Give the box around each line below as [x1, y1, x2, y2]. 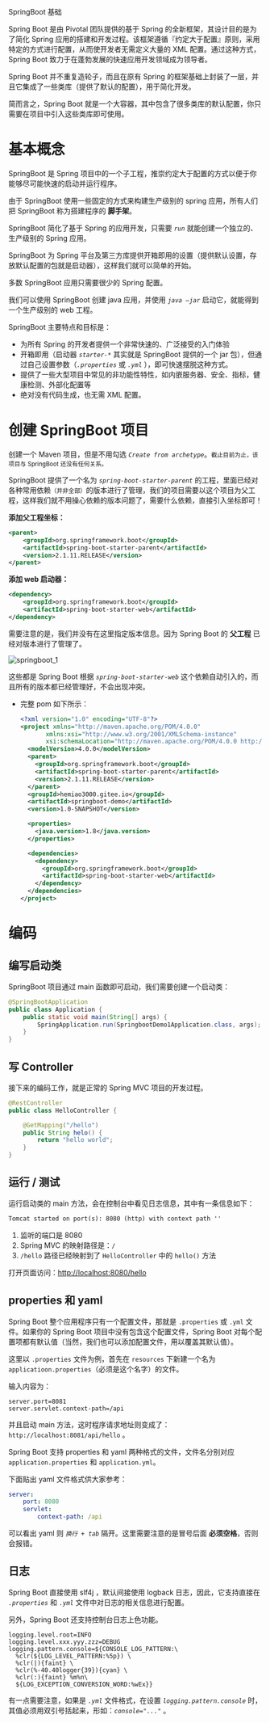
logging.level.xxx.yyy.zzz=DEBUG [8, 1637, 121, 1646]
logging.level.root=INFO [8, 1631, 92, 1639]
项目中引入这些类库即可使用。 [29, 109, 129, 119]
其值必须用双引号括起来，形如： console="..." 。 [8, 1705, 171, 1715]
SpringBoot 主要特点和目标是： [8, 322, 111, 331]
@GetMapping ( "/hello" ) [23, 1121, 99, 1129]
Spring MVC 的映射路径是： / [19, 1240, 116, 1250]
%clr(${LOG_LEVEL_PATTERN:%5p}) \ [15, 1652, 131, 1660]
